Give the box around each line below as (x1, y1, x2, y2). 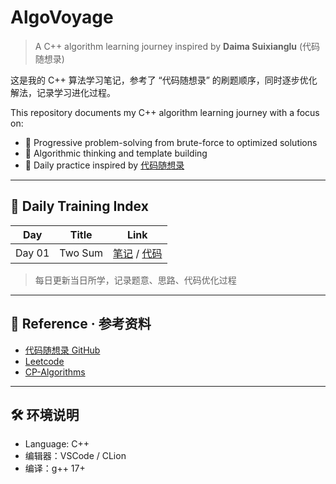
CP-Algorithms (24, 366, 86, 378)
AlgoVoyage (10, 6, 114, 29)
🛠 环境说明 (10, 406, 80, 423)
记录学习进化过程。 (36, 86, 116, 98)
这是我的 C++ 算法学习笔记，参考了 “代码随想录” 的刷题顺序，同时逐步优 (10, 74, 309, 86)
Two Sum (59, 246, 104, 260)
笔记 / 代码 (113, 246, 163, 260)
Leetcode (24, 355, 65, 367)
